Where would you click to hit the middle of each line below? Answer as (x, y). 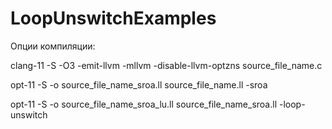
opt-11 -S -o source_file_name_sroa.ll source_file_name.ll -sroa (139, 84)
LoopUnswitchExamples (113, 18)
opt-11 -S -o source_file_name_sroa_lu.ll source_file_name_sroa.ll (144, 104)
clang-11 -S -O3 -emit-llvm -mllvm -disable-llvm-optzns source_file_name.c (166, 65)
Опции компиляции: (53, 46)
